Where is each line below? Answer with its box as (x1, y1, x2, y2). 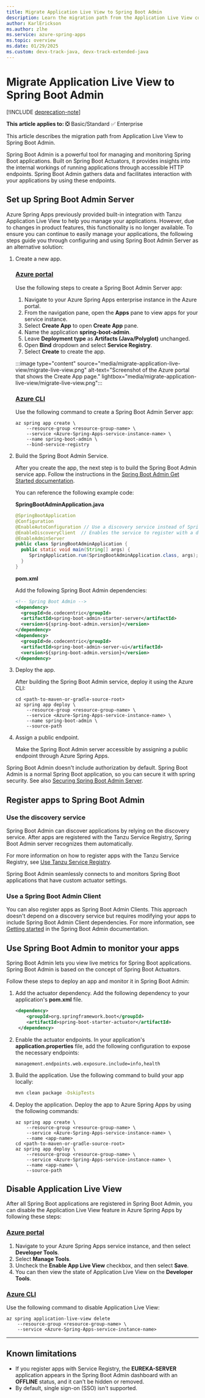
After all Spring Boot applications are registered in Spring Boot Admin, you (6, 1200, 193, 1207)
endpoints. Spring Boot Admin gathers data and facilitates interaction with (6, 170, 192, 177)
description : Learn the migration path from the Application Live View (6, 15, 192, 21)
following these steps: (6, 1213, 62, 1220)
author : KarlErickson (6, 20, 62, 26)
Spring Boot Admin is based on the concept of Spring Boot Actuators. (6, 966, 181, 973)
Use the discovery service (6, 813, 86, 822)
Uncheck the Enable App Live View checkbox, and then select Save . (15, 1262, 189, 1269)
